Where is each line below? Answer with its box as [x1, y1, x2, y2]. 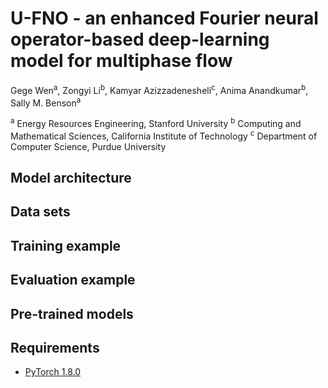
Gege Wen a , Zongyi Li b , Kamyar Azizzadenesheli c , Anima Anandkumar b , [10, 82, 309, 96]
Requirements [10, 339, 100, 356]
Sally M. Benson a [10, 95, 82, 109]
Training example [10, 237, 122, 254]
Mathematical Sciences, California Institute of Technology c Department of [10, 128, 318, 142]
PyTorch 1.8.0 [24, 366, 81, 378]
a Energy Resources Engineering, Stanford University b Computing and [10, 116, 302, 129]
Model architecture [10, 169, 132, 186]
